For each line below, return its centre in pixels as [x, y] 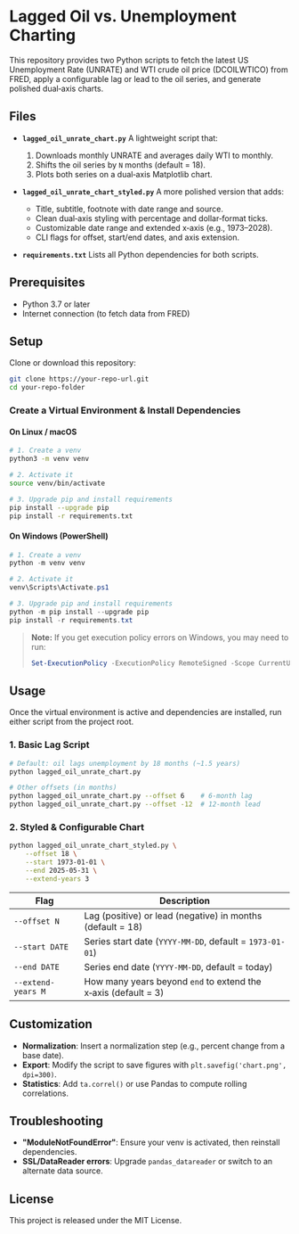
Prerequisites [47, 283]
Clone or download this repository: [73, 363]
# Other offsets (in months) [63, 788]
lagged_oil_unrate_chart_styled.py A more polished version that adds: [153, 191]
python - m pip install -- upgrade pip [79, 612]
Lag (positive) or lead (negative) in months [173, 916]
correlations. [45, 1093]
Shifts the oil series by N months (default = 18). [121, 165]
